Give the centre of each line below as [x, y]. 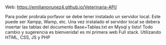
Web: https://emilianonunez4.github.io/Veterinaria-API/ [61, 7]
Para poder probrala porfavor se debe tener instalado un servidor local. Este [83, 16]
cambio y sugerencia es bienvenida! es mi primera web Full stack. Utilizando [83, 32]
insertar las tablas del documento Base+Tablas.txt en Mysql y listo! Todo [79, 27]
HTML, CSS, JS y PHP [28, 37]
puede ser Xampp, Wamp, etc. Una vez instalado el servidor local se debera [83, 22]
